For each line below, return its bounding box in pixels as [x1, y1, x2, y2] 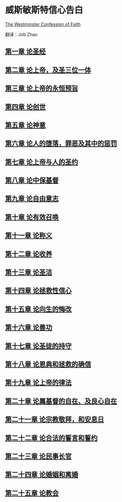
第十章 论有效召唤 [5, 213, 59, 221]
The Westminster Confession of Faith [5, 21, 81, 27]
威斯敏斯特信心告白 [5, 4, 83, 16]
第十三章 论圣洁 [5, 268, 52, 277]
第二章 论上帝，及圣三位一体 [5, 65, 91, 74]
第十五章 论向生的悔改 [5, 305, 72, 313]
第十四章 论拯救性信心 [5, 286, 72, 295]
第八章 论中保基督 [5, 176, 59, 185]
